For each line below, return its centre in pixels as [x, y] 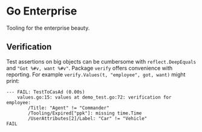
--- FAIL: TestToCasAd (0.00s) [46, 92]
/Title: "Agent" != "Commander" [69, 108]
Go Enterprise [42, 11]
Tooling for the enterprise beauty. [48, 28]
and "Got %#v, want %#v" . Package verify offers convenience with [90, 68]
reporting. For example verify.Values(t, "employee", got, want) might [96, 74]
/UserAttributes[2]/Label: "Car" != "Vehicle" [88, 118]
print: [13, 81]
